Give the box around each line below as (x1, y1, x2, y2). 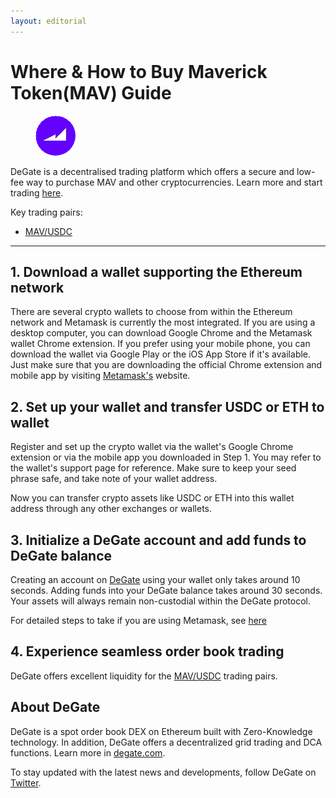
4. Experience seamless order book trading (10, 643, 285, 660)
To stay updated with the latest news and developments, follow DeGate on (10, 766, 317, 778)
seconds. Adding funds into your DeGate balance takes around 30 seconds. (10, 585, 323, 596)
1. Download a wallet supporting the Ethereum (10, 263, 303, 280)
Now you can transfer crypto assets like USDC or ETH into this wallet (10, 492, 295, 504)
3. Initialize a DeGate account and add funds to (10, 531, 307, 549)
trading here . (10, 186, 64, 199)
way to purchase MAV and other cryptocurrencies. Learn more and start (26, 176, 323, 188)
